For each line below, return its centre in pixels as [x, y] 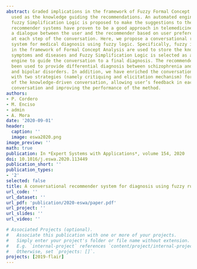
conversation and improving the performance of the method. [86, 88]
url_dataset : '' [26, 197]
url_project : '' [26, 208]
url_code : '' [22, 191]
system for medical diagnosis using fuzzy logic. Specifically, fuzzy [99, 45]
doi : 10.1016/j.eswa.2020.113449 [47, 159]
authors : [17, 93]
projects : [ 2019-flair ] [35, 257]
